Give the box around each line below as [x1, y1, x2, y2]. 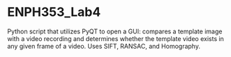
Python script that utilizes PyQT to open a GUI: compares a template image [7, 27, 223, 35]
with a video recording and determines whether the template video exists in [7, 34, 225, 42]
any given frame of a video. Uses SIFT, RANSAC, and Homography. [7, 42, 201, 50]
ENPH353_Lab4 [7, 4, 101, 20]
